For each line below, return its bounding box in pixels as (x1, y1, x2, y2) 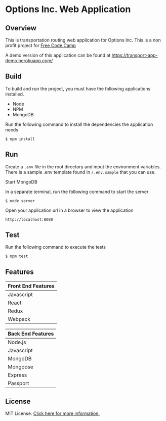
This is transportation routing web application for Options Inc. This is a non (5, 37, 161, 43)
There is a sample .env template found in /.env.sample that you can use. (5, 169, 156, 175)
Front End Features (8, 283, 55, 290)
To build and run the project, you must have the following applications (5, 85, 151, 91)
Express (8, 371, 27, 379)
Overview (5, 24, 37, 32)
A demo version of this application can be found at (5, 52, 111, 58)
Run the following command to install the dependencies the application (5, 121, 153, 127)
